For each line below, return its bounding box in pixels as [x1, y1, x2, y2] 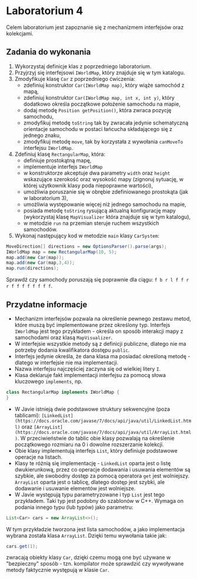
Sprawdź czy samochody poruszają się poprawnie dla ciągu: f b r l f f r [6, 276, 189, 283]
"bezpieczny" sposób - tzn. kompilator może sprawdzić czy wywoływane [6, 560, 184, 567]
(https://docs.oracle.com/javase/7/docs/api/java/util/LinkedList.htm [14, 418, 192, 424]
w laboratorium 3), [23, 194, 69, 201]
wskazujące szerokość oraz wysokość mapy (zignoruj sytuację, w [23, 175, 184, 182]
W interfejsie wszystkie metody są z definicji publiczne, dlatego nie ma [14, 340, 186, 347]
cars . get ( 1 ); [6, 543, 38, 549]
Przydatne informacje [6, 299, 88, 309]
